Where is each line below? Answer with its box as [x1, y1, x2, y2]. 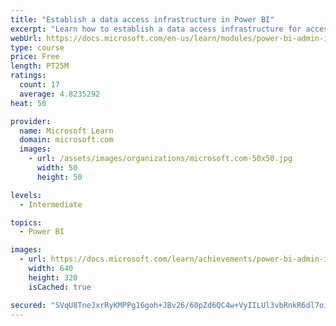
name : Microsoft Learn [19, 126, 114, 136]
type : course [10, 42, 65, 53]
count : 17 [19, 80, 60, 90]
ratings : [10, 71, 47, 81]
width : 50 [36, 163, 78, 173]
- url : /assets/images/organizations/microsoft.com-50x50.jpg [28, 154, 293, 164]
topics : [10, 217, 43, 228]
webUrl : [10, 33, 43, 43]
